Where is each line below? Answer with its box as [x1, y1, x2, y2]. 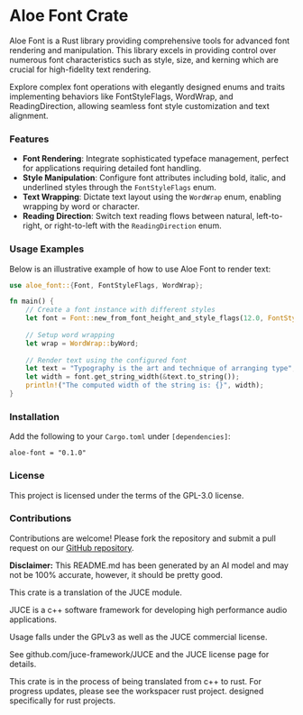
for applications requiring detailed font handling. [22, 163, 202, 174]
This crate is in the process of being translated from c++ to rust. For [9, 675, 262, 686]
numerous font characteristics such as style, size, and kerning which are [9, 54, 280, 65]
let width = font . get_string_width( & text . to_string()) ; [25, 372, 241, 381]
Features [9, 133, 50, 145]
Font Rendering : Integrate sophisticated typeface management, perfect [22, 153, 289, 164]
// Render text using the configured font [25, 355, 188, 365]
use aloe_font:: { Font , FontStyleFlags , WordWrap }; [9, 280, 204, 289]
